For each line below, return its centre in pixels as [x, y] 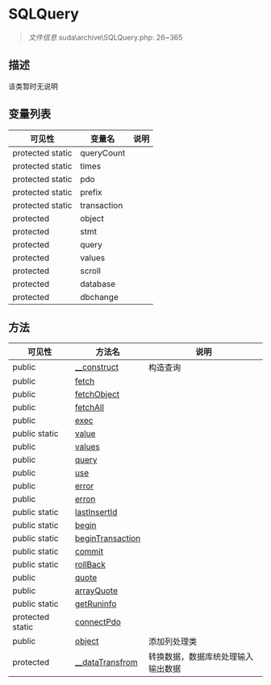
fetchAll [90, 408]
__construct [97, 367]
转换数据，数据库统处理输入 [201, 657]
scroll [90, 271]
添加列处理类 [173, 641]
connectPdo [98, 622]
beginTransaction [108, 538]
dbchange [99, 297]
